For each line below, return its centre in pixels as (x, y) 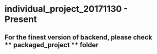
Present (21, 19)
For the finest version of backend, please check (78, 37)
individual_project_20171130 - (66, 9)
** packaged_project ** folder (51, 45)
